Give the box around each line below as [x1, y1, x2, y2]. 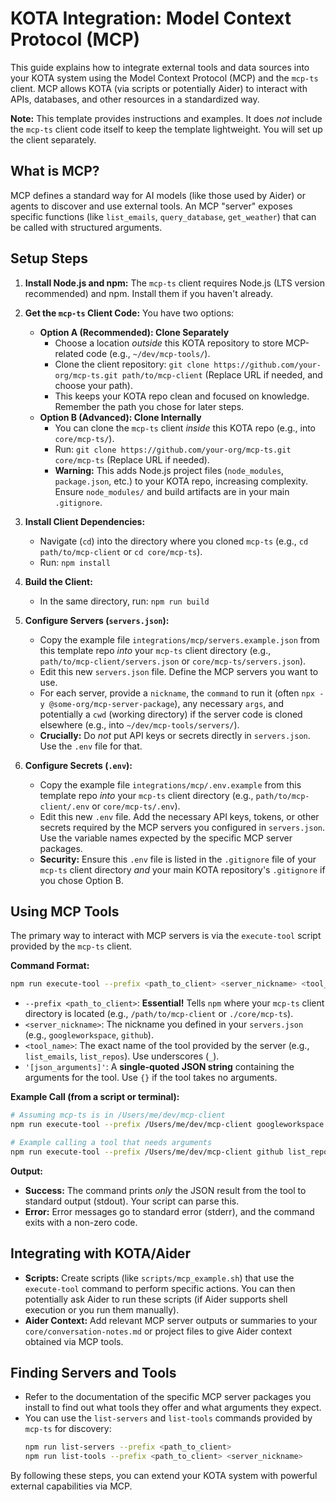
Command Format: [10, 960, 90, 972]
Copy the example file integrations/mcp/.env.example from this [39, 778, 302, 791]
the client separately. [10, 133, 97, 146]
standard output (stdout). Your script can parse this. [24, 1195, 240, 1207]
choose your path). [54, 379, 133, 391]
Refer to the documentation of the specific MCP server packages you [24, 1391, 312, 1403]
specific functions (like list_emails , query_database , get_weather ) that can [10, 210, 317, 222]
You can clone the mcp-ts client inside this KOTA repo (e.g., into [54, 422, 317, 434]
